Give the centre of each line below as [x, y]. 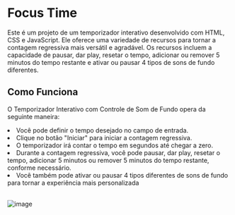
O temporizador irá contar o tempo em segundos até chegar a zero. [115, 145]
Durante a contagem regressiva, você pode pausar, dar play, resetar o [119, 152]
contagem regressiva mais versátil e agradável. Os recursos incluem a [110, 47]
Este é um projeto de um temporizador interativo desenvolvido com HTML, [116, 32]
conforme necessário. [40, 168]
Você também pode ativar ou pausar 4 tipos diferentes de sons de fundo [122, 175]
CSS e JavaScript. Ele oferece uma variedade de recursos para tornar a [111, 39]
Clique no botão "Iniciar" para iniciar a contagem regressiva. [104, 137]
